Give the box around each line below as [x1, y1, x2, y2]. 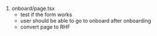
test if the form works [20, 11, 72, 18]
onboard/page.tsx [11, 5, 55, 12]
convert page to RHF [20, 23, 71, 30]
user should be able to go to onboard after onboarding [20, 17, 151, 24]
